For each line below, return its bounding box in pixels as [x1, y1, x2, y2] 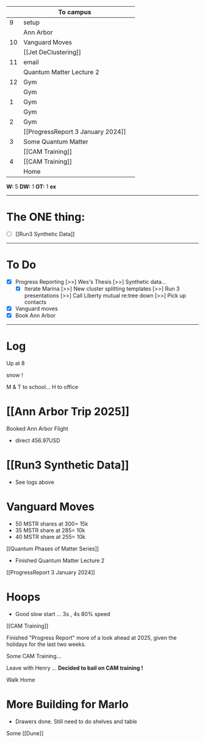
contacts [24, 299, 47, 306]
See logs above [15, 478, 55, 486]
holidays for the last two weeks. [6, 640, 87, 648]
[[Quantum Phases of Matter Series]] [6, 544, 99, 552]
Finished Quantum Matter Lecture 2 [15, 557, 105, 564]
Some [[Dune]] [6, 729, 44, 736]
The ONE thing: [6, 210, 85, 224]
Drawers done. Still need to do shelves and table [15, 718, 137, 725]
